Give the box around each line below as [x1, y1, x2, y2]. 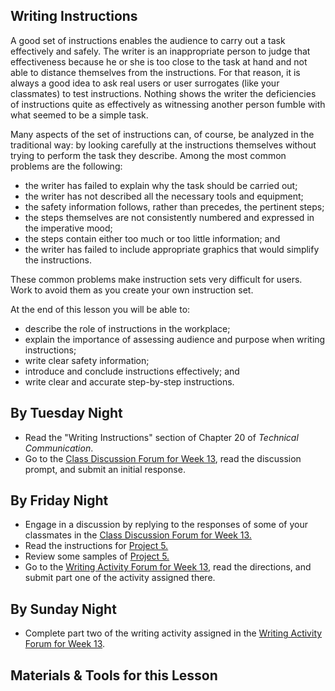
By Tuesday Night [10, 405, 123, 422]
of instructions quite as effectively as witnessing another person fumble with [10, 98, 326, 110]
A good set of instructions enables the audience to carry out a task [10, 34, 286, 46]
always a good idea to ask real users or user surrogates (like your [10, 77, 280, 89]
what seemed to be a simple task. [10, 109, 149, 121]
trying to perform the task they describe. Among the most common [10, 149, 287, 161]
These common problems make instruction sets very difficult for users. [10, 273, 303, 285]
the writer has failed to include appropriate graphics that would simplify [24, 243, 320, 255]
